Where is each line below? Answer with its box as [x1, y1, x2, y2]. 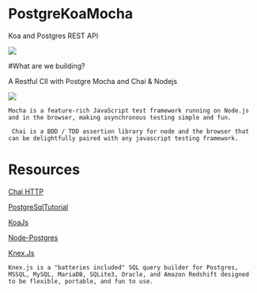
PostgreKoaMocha [8, 5, 133, 23]
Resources [8, 161, 81, 179]
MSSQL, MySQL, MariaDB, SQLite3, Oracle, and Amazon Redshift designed [8, 270, 249, 278]
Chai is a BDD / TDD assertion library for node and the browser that [11, 127, 249, 135]
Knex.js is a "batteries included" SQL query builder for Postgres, [8, 263, 239, 272]
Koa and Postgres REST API [8, 31, 99, 40]
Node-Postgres [8, 233, 59, 242]
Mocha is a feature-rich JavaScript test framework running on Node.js [8, 106, 249, 115]
